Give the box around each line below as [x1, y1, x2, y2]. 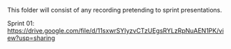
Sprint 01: [7, 19, 35, 27]
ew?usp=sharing [7, 34, 56, 42]
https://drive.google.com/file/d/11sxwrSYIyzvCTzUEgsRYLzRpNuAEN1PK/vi [7, 27, 225, 35]
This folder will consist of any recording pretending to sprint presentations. [7, 6, 222, 14]
